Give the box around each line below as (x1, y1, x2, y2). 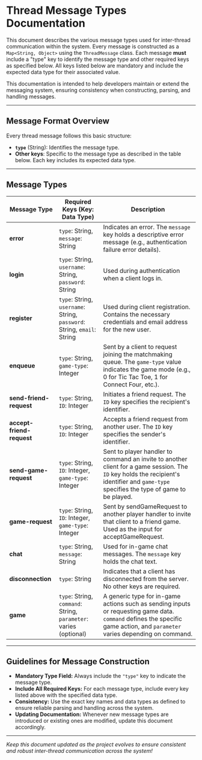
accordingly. (14, 724, 46, 731)
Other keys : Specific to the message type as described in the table (14, 150, 182, 157)
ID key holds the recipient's (103, 470, 180, 478)
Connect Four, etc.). (103, 380, 159, 389)
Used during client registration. (103, 303, 191, 311)
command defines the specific (103, 614, 182, 623)
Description (130, 205, 165, 213)
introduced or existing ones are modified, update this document (14, 717, 173, 724)
